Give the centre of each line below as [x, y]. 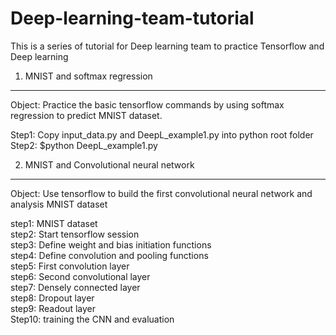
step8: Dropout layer [52, 298]
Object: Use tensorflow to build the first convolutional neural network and [161, 193]
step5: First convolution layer [70, 266]
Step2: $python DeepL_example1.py [84, 145]
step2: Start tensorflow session [75, 234]
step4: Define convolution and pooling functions [109, 255]
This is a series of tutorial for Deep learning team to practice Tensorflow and [167, 46]
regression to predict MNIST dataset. [86, 115]
